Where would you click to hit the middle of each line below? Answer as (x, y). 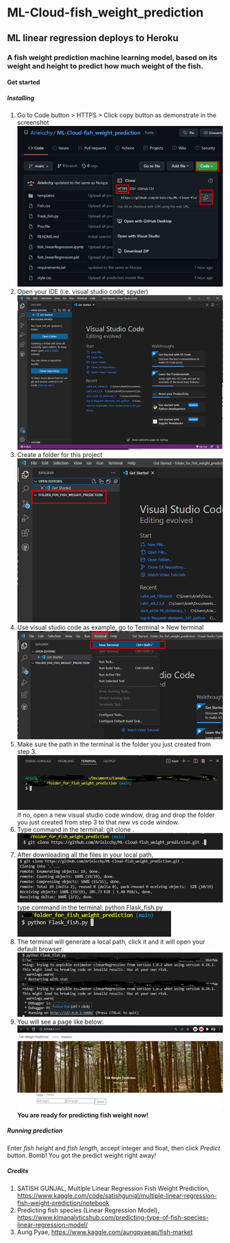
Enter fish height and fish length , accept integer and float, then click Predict (114, 1148)
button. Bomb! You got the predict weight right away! (81, 1155)
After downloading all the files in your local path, (85, 854)
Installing (21, 98)
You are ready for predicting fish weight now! (82, 1115)
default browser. (40, 949)
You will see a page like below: (60, 1022)
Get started (24, 82)
